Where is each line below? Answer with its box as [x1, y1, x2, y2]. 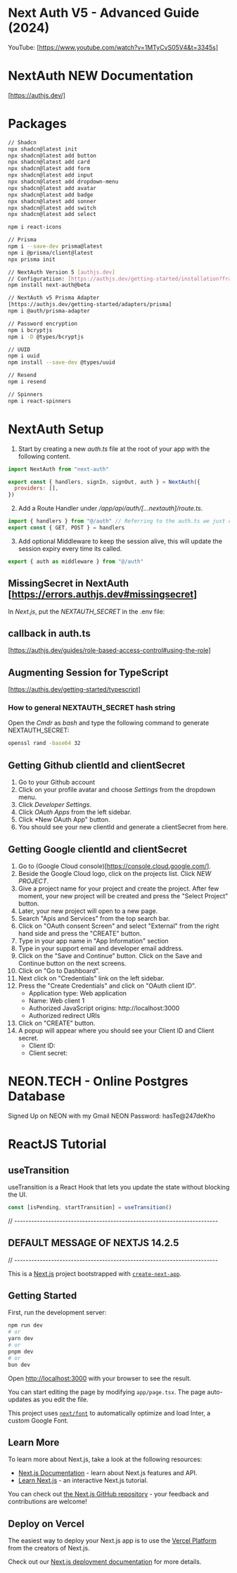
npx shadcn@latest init [8, 146, 78, 153]
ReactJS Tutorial [8, 1136, 107, 1152]
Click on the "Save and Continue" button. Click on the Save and [18, 951, 203, 960]
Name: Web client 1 [28, 996, 85, 1005]
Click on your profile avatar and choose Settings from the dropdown [18, 786, 216, 794]
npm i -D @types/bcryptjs [8, 333, 84, 340]
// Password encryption [8, 320, 78, 327]
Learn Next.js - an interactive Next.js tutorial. [18, 1476, 148, 1485]
